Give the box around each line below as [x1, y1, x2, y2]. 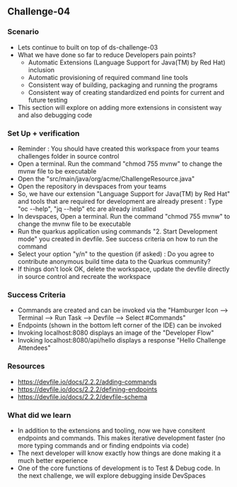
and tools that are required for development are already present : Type [17, 197, 223, 205]
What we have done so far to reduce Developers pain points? [17, 50, 196, 59]
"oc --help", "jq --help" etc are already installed [17, 205, 157, 213]
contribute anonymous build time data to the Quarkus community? [17, 257, 211, 265]
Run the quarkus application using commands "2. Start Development [17, 227, 218, 236]
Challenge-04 [7, 6, 71, 18]
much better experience [17, 456, 88, 464]
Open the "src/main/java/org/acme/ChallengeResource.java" [17, 174, 195, 183]
